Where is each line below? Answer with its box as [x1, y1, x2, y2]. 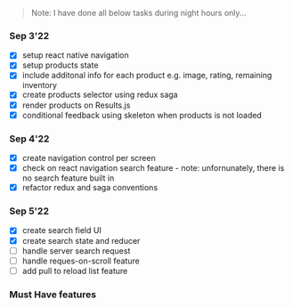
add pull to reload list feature [21, 265, 128, 276]
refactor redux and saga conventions [21, 182, 159, 193]
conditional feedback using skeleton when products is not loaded [21, 109, 263, 120]
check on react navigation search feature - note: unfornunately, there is [21, 163, 285, 174]
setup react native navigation [21, 50, 129, 61]
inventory [21, 80, 58, 91]
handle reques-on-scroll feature [21, 255, 140, 266]
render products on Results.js [21, 100, 131, 110]
